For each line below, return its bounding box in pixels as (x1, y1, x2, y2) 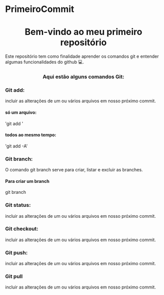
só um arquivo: (5, 109, 37, 115)
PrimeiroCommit (5, 3, 75, 15)
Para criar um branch (5, 178, 50, 184)
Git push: (5, 249, 28, 256)
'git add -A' (5, 143, 28, 149)
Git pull (5, 273, 23, 280)
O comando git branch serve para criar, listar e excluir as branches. (5, 167, 143, 173)
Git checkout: (5, 225, 39, 232)
